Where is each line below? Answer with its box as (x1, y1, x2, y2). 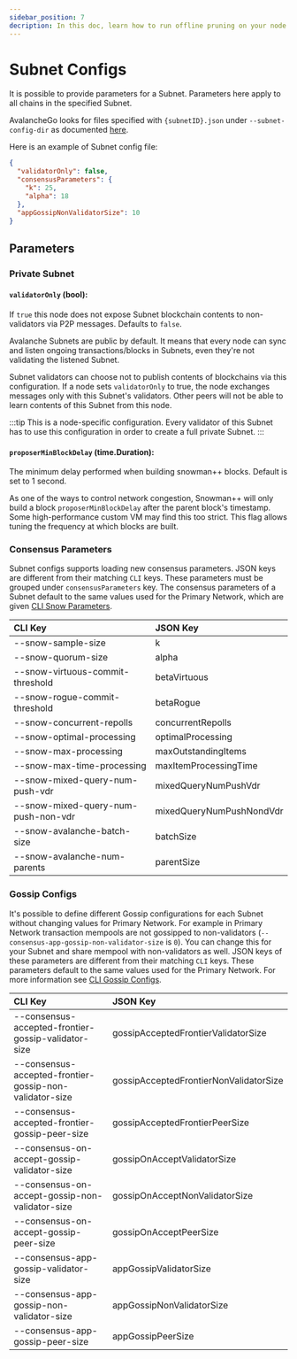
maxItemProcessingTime (155, 760, 258, 772)
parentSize (155, 856, 201, 869)
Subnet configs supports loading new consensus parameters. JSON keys (9, 563, 277, 574)
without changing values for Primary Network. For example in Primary (9, 917, 263, 928)
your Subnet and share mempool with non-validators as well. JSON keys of (9, 946, 283, 956)
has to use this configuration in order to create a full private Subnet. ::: (9, 426, 265, 436)
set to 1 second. (9, 475, 67, 487)
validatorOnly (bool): (9, 290, 88, 300)
